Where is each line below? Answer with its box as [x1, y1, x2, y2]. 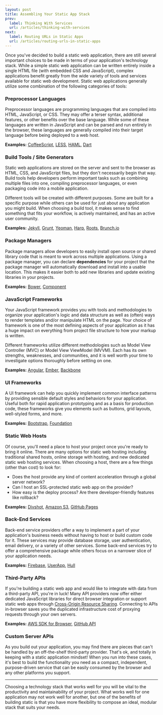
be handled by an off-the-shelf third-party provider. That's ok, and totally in [5, 649, 156, 655]
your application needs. [5, 553, 52, 559]
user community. [5, 216, 39, 221]
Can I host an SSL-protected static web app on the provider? [12, 484, 133, 490]
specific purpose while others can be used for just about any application [5, 200, 150, 206]
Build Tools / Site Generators [5, 154, 74, 161]
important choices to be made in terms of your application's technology [5, 57, 148, 63]
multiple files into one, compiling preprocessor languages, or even [5, 181, 137, 186]
